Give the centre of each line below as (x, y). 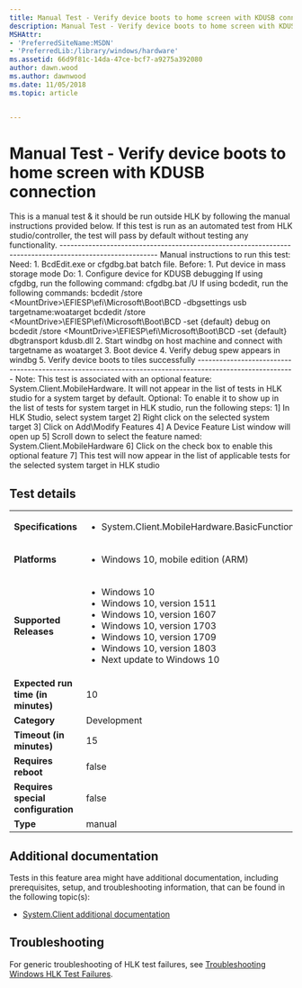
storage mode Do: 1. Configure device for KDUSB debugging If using (136, 274)
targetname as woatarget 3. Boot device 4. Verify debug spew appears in (145, 350)
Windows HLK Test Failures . (62, 974)
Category (35, 721)
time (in (31, 694)
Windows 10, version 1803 (159, 648)
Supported (37, 621)
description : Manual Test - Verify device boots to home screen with (142, 26)
